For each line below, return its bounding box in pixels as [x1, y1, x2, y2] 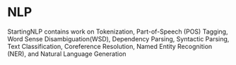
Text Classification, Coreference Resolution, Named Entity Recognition [7, 42, 213, 50]
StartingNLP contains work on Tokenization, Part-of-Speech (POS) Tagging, [7, 27, 228, 36]
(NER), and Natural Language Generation [7, 50, 126, 58]
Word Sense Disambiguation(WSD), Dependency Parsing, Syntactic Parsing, [7, 34, 230, 43]
